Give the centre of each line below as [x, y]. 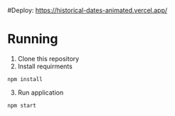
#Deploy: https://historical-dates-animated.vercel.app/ [87, 10]
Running [33, 39]
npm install [25, 79]
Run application [41, 93]
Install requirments [45, 66]
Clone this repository [48, 58]
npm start [22, 105]
